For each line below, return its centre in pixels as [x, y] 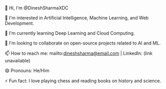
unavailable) [18, 61]
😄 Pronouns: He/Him [27, 71]
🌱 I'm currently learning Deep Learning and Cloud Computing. [70, 33]
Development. [19, 23]
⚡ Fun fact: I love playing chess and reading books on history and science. [83, 81]
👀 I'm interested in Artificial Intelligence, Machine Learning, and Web [77, 18]
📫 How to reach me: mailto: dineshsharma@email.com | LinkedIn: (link [79, 53]
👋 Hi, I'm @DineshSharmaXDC [37, 8]
